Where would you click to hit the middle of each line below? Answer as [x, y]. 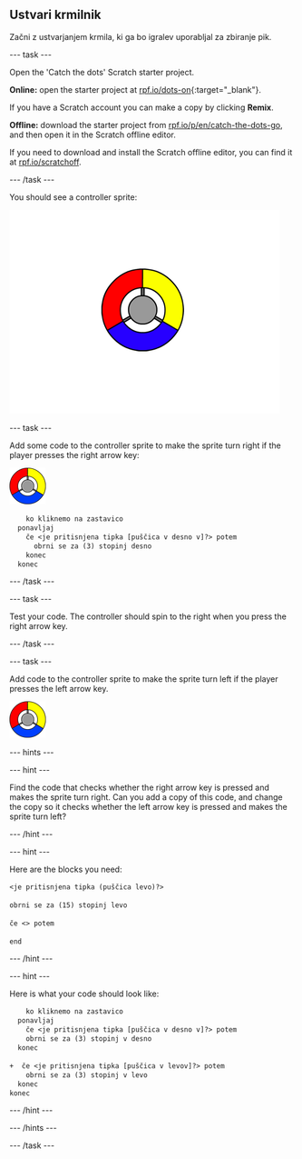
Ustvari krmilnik [55, 15]
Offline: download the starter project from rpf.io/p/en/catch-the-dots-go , [146, 125]
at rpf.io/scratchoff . [45, 162]
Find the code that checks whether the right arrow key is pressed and [140, 787]
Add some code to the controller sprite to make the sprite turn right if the [145, 445]
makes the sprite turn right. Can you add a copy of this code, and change [146, 797]
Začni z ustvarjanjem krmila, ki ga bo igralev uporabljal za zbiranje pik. [141, 36]
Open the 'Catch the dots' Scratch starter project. [102, 72]
